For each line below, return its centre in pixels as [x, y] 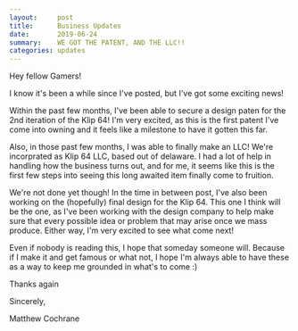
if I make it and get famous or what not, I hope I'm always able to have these [149, 257]
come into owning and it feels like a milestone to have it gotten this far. [138, 129]
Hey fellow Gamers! [46, 76]
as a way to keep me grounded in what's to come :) [103, 267]
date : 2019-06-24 [54, 34]
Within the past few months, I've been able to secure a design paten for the [148, 111]
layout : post [41, 17]
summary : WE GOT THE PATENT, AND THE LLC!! [97, 42]
